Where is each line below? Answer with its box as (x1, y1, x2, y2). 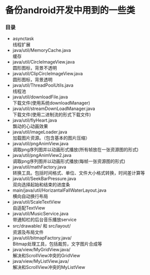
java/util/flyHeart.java (12, 117, 57, 124)
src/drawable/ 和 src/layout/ (12, 223, 71, 229)
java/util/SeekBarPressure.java (12, 176, 77, 182)
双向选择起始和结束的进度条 (12, 182, 70, 188)
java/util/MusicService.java (12, 210, 69, 217)
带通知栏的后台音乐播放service (12, 216, 77, 223)
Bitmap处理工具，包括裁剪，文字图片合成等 (12, 241, 102, 247)
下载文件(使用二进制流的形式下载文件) (12, 112, 92, 118)
